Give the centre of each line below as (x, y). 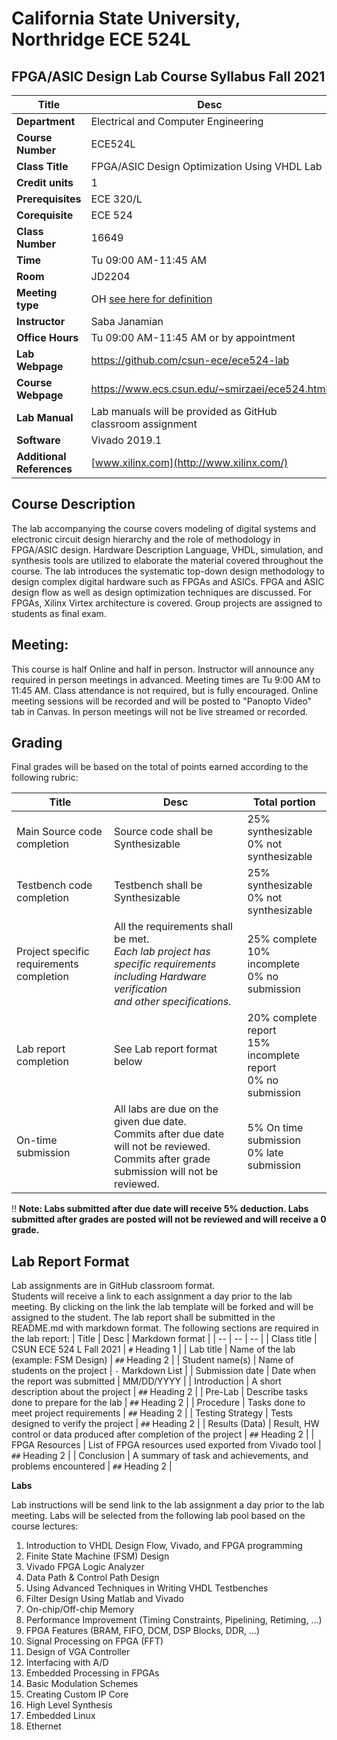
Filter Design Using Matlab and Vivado (104, 1599)
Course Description (73, 504)
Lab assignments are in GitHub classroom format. (113, 1286)
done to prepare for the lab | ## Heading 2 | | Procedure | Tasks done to (158, 1403)
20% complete (282, 1018)
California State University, (126, 18)
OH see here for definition (151, 299)
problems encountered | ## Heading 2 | (92, 1466)
